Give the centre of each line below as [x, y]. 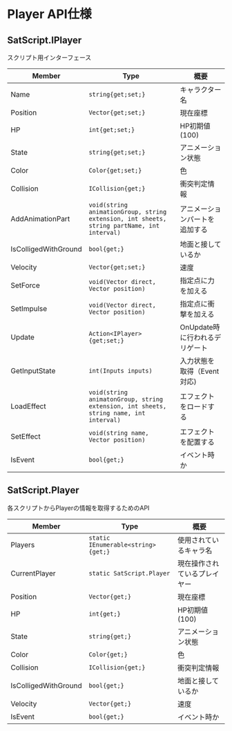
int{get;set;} [112, 130]
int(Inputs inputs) [121, 371]
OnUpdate [196, 327]
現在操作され [198, 563]
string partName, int [124, 226]
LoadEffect [28, 406]
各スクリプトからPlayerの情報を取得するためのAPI [78, 508]
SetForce [25, 285]
